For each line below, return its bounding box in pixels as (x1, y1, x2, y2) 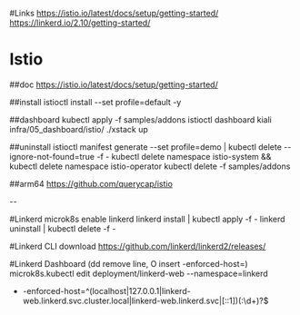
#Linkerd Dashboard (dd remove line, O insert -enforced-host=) (9, 258, 248, 269)
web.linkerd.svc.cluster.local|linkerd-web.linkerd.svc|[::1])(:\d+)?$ (22, 295, 269, 306)
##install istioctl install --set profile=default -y (9, 96, 182, 107)
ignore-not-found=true (9, 151, 95, 162)
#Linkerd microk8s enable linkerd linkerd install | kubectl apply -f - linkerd (9, 213, 285, 224)
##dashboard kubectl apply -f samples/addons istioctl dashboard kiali (9, 113, 273, 125)
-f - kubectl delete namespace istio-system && (96, 151, 272, 162)
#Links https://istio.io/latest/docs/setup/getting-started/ (9, 8, 219, 18)
